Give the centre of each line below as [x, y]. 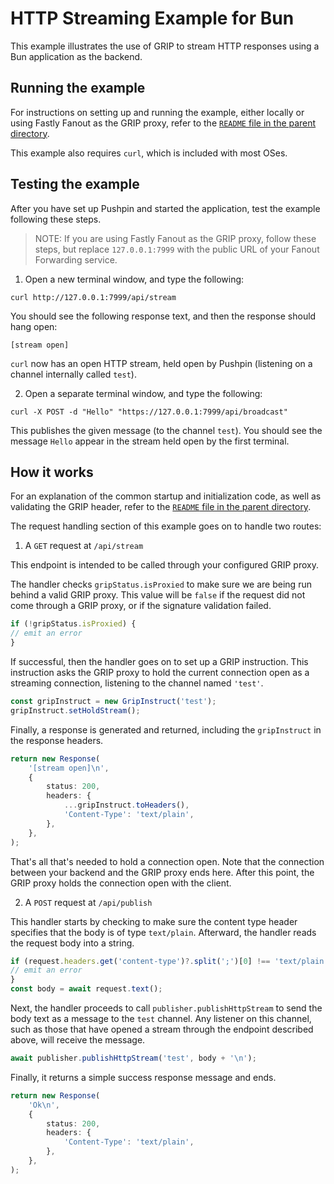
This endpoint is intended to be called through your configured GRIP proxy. [164, 565]
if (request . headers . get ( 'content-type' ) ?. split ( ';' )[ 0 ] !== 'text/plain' [169, 961]
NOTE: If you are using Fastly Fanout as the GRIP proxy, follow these [175, 238]
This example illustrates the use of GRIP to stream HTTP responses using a [165, 46]
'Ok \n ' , [44, 1105]
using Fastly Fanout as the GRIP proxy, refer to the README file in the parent [163, 123]
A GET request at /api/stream [84, 546]
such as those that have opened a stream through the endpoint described [162, 1029]
